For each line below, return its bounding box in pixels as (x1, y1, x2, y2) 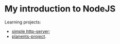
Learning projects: (4, 19, 41, 25)
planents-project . (11, 33, 47, 39)
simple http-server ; (11, 28, 51, 34)
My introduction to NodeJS (4, 3, 116, 14)
